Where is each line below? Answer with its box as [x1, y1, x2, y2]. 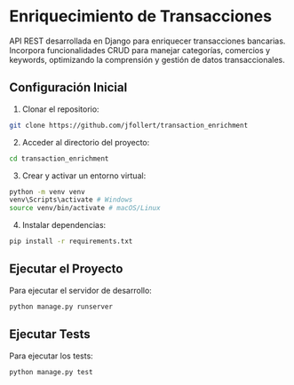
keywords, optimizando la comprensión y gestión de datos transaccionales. [9, 54, 286, 65]
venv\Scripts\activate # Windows [9, 195, 133, 205]
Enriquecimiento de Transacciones [9, 6, 273, 27]
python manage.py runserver [9, 302, 114, 311]
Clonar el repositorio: [21, 104, 99, 114]
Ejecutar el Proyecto [9, 262, 123, 277]
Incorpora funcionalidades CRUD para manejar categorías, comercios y [9, 44, 271, 55]
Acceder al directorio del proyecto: [21, 137, 150, 147]
